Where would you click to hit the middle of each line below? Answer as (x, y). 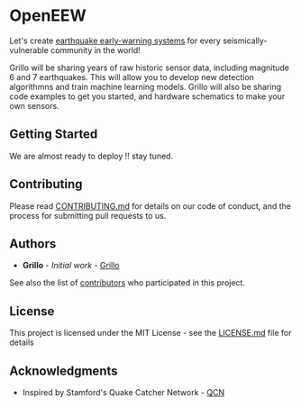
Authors (33, 244)
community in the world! (96, 50)
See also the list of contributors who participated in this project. (128, 283)
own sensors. (35, 105)
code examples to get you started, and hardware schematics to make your (147, 96)
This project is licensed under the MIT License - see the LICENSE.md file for (150, 333)
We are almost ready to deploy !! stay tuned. (91, 156)
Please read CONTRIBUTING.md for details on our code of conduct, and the (150, 206)
